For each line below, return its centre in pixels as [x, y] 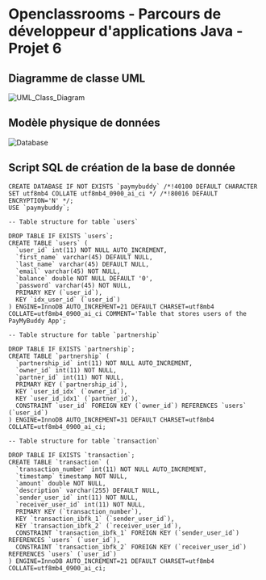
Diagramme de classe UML [77, 78]
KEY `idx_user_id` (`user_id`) [68, 300]
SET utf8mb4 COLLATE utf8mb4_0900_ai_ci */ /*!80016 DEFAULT [113, 193]
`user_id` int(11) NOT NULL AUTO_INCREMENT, [91, 250]
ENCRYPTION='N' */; [41, 200]
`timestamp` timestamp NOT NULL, [72, 476]
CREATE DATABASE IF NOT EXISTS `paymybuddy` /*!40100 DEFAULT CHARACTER [133, 187]
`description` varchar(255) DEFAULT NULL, [88, 490]
